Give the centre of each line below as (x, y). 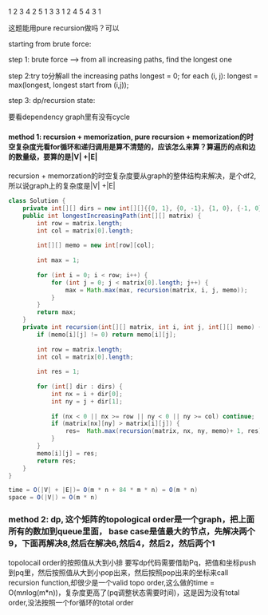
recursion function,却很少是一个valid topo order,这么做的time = (112, 582)
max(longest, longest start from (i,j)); (69, 85)
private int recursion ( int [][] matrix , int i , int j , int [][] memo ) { (142, 327)
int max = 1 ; (59, 260)
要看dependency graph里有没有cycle (69, 117)
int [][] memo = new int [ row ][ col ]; (96, 246)
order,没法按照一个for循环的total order (71, 602)
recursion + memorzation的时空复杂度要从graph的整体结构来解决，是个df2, (132, 176)
